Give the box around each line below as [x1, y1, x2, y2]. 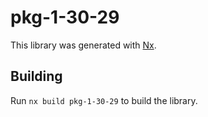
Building [10, 68, 63, 85]
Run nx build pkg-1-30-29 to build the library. [10, 94, 198, 106]
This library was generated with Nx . [10, 39, 157, 51]
